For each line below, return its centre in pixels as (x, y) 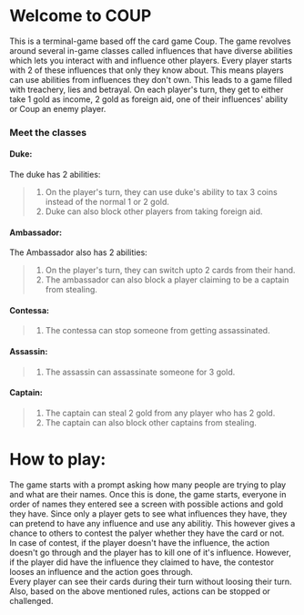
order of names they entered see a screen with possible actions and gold (147, 504)
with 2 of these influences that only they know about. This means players (147, 70)
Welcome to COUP (81, 16)
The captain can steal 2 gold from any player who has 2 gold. (160, 413)
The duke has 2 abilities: (55, 175)
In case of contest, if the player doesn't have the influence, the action (140, 542)
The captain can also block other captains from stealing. (151, 422)
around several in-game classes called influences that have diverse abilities (151, 50)
